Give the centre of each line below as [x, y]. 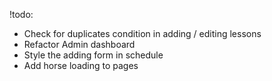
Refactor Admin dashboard [79, 44]
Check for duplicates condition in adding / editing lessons [142, 33]
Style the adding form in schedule [93, 55]
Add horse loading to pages [81, 65]
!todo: [21, 14]
